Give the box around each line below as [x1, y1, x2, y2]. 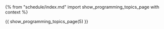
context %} [5, 9, 28, 15]
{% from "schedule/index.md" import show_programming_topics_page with [5, 4, 160, 10]
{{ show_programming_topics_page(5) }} [5, 19, 88, 24]
